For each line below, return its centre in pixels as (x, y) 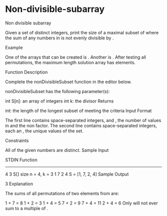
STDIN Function (21, 160)
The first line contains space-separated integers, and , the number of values (83, 120)
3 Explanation (19, 184)
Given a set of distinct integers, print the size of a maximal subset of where (82, 32)
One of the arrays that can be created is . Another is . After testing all (76, 57)
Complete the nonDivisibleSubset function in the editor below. (68, 82)
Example (14, 47)
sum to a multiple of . (27, 208)
